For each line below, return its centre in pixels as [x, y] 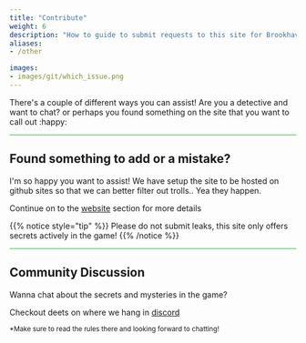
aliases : [26, 43]
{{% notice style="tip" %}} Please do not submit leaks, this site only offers [149, 226]
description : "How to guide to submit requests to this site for [136, 35]
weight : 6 [28, 26]
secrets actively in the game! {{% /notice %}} [94, 235]
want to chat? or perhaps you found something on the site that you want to [149, 112]
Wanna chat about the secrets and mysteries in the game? [118, 294]
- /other [26, 52]
